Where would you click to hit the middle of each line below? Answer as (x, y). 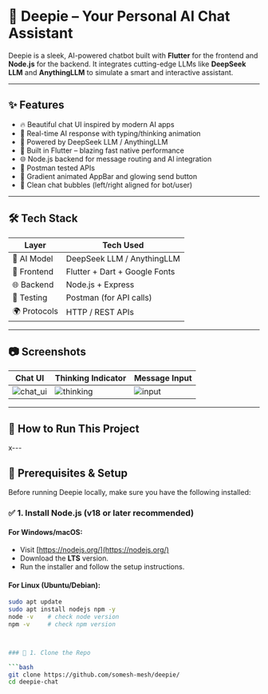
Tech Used (123, 245)
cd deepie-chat (33, 682)
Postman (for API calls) (109, 297)
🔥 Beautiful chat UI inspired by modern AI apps (97, 124)
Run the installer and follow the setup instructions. (102, 567)
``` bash (21, 667)
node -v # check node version (64, 617)
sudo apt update (35, 602)
